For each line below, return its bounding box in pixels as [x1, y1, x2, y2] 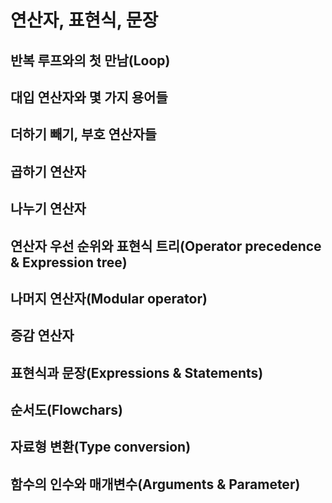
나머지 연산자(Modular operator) [10, 290, 208, 307]
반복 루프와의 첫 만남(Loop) [10, 52, 171, 69]
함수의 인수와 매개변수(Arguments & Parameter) [10, 476, 301, 493]
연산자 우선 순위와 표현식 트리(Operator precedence [10, 237, 322, 255]
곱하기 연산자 [10, 163, 87, 180]
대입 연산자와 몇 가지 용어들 [10, 89, 168, 106]
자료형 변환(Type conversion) [10, 439, 192, 456]
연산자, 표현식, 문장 [10, 9, 159, 32]
